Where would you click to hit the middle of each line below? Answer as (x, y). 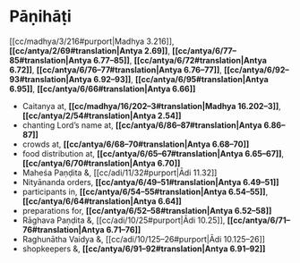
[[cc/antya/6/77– (204, 50)
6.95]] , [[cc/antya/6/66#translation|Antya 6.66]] (103, 89)
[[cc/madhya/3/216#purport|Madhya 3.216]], (92, 41)
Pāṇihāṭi (40, 17)
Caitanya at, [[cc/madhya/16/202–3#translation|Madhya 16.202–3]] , (152, 106)
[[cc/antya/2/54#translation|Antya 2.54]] (102, 115)
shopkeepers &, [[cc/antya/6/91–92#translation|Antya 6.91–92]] (144, 249)
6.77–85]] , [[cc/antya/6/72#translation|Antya (180, 60)
